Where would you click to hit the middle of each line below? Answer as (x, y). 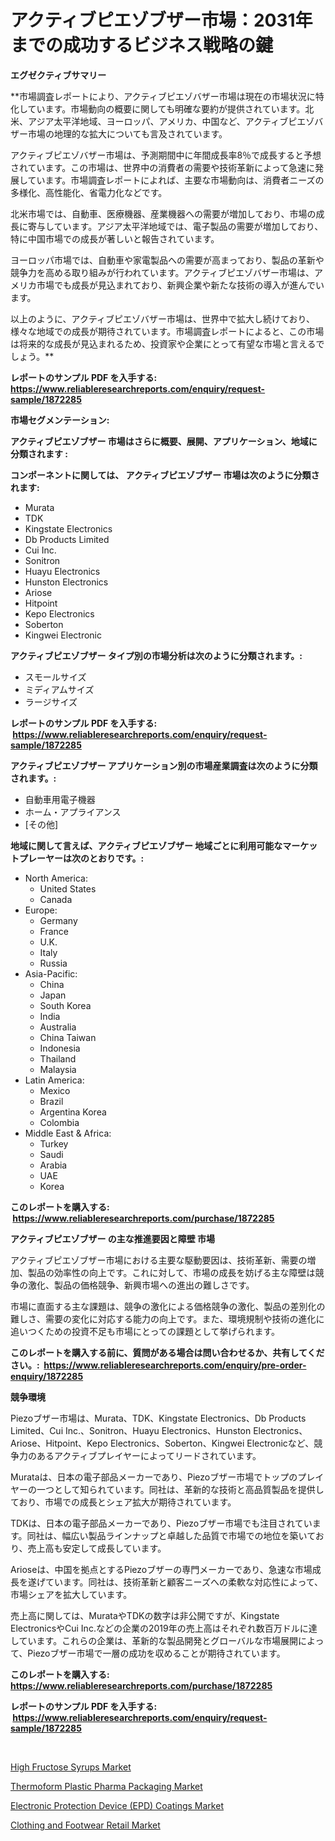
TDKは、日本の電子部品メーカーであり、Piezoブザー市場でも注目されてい (161, 1523)
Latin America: (54, 1080)
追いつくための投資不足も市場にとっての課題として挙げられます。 (145, 1331)
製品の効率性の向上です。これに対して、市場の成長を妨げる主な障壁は (171, 1272)
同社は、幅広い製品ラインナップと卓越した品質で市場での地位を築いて (171, 1535)
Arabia (53, 1165)
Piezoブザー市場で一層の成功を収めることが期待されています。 (156, 1653)
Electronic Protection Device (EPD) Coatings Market (117, 1805)
